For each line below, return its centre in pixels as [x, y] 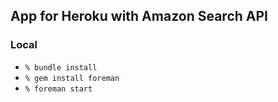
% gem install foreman [72, 78]
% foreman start [58, 89]
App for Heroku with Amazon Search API [139, 16]
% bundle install [61, 67]
